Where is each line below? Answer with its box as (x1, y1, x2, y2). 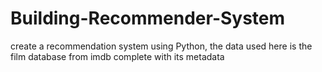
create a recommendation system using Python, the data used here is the (10, 40, 313, 52)
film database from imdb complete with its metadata (10, 50, 225, 62)
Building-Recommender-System (10, 7, 286, 30)
